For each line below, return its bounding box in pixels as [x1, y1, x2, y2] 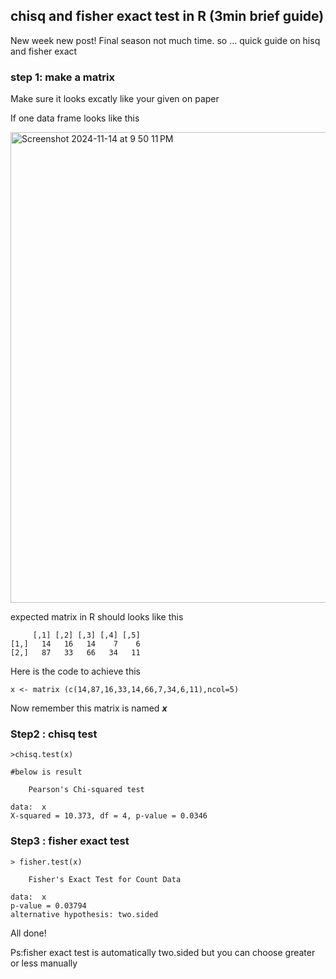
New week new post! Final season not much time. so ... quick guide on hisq [10, 34, 321, 46]
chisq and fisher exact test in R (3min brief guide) [10, 8, 325, 25]
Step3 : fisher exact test [10, 834, 130, 848]
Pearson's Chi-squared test [28, 785, 145, 795]
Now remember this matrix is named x [10, 702, 168, 714]
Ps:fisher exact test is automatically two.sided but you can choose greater [10, 946, 316, 958]
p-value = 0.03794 [10, 900, 87, 911]
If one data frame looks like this [10, 112, 140, 124]
